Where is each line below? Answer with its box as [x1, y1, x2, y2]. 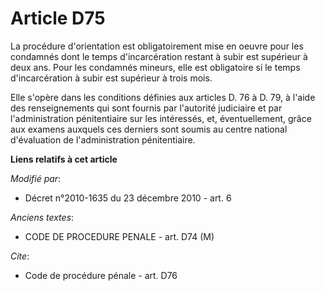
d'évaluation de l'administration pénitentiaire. [10, 133, 196, 146]
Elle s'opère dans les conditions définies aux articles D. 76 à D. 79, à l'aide [10, 91, 316, 103]
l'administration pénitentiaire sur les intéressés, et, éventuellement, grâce [10, 112, 312, 124]
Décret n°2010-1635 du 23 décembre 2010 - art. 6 [24, 192, 232, 204]
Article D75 [10, 7, 106, 30]
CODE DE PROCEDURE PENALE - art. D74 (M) [24, 230, 215, 242]
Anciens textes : [10, 211, 75, 223]
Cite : [10, 250, 30, 262]
